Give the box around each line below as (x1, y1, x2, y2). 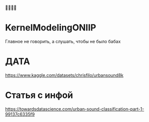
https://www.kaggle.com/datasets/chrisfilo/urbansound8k (5, 72, 124, 78)
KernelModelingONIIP (5, 22, 97, 33)
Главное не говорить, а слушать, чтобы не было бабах (5, 38, 121, 44)
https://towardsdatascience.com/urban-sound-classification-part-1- (5, 106, 145, 112)
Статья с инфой (5, 90, 73, 101)
